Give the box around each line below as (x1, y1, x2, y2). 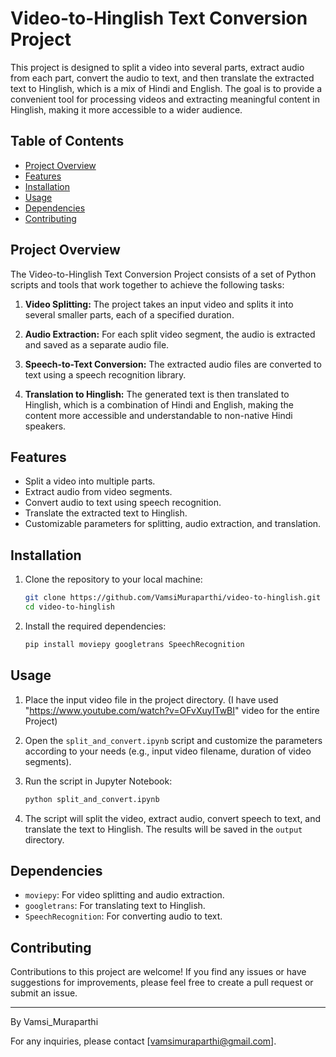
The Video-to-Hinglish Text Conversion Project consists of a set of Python (10, 268, 317, 280)
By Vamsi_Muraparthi (10, 1016, 99, 1028)
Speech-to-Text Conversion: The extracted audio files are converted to (24, 358, 322, 370)
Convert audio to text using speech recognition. (24, 497, 222, 509)
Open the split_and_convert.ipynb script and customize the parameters (24, 734, 323, 746)
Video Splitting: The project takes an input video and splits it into (24, 298, 294, 310)
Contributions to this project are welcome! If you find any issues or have (10, 966, 307, 978)
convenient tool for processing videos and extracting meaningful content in (10, 93, 320, 105)
